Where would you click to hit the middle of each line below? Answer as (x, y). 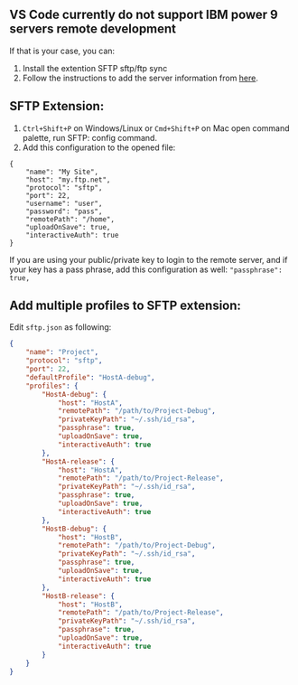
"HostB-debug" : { (74, 529)
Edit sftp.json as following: (61, 327)
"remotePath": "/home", (70, 219)
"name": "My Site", (62, 172)
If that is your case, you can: (62, 51)
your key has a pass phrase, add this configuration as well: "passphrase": (146, 269)
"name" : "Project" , (62, 352)
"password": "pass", (64, 211)
